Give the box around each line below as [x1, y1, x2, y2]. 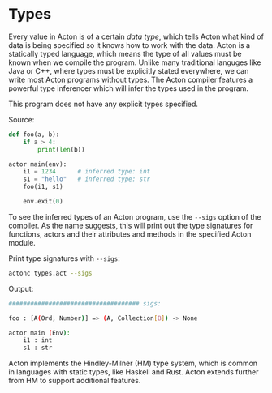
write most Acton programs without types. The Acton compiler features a [8, 75, 253, 84]
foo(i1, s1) [23, 183, 63, 191]
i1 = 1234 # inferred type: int [23, 168, 151, 176]
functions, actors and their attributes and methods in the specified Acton [8, 229, 252, 239]
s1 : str [23, 344, 53, 352]
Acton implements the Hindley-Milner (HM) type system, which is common [8, 358, 258, 369]
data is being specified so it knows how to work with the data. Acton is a [8, 40, 250, 49]
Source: [8, 114, 35, 124]
